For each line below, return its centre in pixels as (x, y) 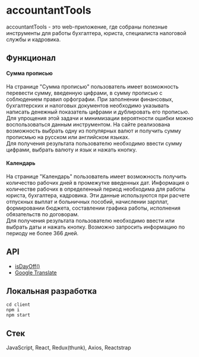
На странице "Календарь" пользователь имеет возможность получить (97, 176)
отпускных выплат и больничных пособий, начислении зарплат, (88, 201)
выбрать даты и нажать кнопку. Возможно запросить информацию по (96, 227)
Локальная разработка (51, 291)
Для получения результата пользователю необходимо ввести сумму (94, 143)
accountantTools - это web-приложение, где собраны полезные (87, 27)
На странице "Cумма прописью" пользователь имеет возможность (93, 86)
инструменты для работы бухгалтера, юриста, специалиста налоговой (96, 33)
